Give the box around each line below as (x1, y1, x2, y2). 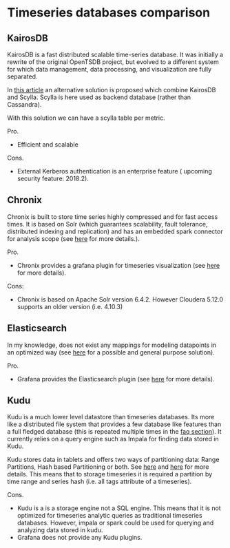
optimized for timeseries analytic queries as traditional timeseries (17, 512, 202, 520)
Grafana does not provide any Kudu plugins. (17, 534, 143, 542)
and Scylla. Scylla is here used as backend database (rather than (7, 93, 191, 101)
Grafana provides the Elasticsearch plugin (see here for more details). (17, 375, 215, 383)
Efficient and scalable (17, 140, 79, 149)
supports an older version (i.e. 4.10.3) (17, 302, 123, 310)
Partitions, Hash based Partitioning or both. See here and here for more (7, 463, 209, 471)
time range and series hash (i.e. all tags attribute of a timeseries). (7, 477, 192, 486)
